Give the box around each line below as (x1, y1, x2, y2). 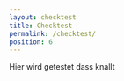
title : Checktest (9, 21, 73, 30)
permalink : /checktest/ (9, 29, 97, 38)
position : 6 (9, 37, 53, 47)
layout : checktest (9, 12, 77, 22)
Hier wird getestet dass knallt (9, 62, 115, 72)
